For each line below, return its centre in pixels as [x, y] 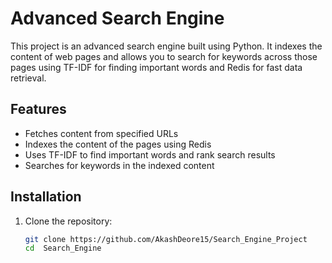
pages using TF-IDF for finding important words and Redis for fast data [156, 67]
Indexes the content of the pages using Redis [118, 144]
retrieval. [28, 78]
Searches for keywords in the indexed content [119, 165]
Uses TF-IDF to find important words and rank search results [150, 154]
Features [38, 109]
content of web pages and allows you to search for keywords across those [164, 56]
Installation [46, 197]
